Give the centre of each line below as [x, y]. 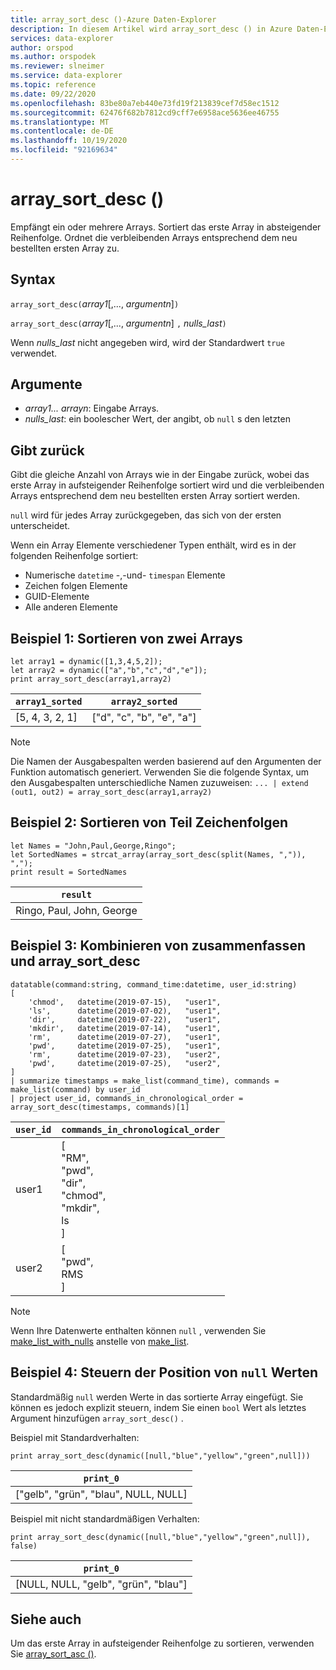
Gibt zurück [47, 450]
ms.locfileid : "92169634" [64, 150]
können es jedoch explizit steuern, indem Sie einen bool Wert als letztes [158, 1407]
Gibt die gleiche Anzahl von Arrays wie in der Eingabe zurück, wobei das [160, 475]
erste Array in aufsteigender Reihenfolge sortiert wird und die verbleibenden [167, 485]
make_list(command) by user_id [75, 1089]
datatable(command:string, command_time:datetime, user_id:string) [154, 984]
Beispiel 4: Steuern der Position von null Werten [164, 1372]
